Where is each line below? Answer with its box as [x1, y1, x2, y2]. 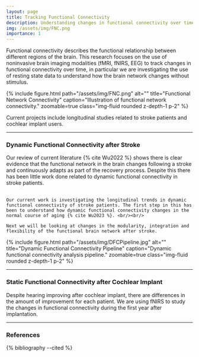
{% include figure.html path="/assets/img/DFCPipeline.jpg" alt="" [6, 238, 167, 246]
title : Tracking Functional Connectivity [6, 14, 110, 20]
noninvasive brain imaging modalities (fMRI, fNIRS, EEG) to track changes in [6, 60, 191, 67]
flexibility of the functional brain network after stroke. [6, 228, 158, 234]
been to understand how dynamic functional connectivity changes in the [6, 208, 190, 213]
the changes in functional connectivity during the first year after [6, 304, 162, 311]
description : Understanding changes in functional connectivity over [6, 20, 182, 26]
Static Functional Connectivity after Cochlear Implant [6, 278, 163, 286]
